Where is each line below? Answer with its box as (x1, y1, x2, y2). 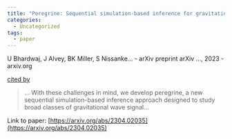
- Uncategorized (13, 23, 60, 30)
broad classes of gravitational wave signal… (23, 103, 150, 111)
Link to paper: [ (7, 116, 50, 125)
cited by (7, 75, 30, 83)
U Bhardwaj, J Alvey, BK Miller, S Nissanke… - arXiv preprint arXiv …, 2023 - (7, 54, 224, 63)
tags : (7, 29, 23, 36)
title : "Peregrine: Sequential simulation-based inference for (7, 10, 193, 17)
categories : (7, 17, 41, 23)
